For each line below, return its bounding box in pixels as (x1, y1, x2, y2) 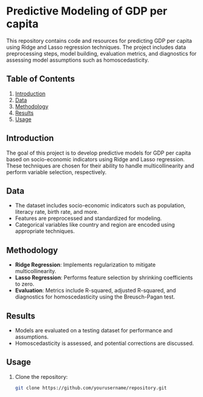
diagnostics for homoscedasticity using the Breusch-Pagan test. (14, 293, 175, 300)
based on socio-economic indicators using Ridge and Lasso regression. (6, 155, 185, 163)
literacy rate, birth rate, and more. (14, 208, 99, 216)
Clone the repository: (14, 373, 68, 380)
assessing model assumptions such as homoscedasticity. (6, 56, 149, 63)
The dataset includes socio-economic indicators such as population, (14, 202, 186, 209)
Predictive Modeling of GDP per (6, 4, 167, 18)
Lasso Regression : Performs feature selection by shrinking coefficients (14, 274, 193, 282)
